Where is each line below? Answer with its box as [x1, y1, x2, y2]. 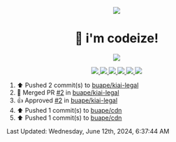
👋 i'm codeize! [75, 31, 159, 47]
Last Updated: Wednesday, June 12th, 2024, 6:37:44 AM [6, 127, 170, 135]
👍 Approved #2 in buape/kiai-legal [16, 96, 118, 104]
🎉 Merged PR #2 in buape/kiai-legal [16, 88, 119, 97]
